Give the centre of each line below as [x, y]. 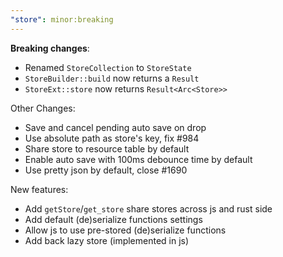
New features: [39, 189]
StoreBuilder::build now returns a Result [112, 78]
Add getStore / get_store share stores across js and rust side [148, 208]
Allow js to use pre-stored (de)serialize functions [125, 230]
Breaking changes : [50, 48]
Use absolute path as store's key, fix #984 [112, 138]
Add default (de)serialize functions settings [113, 219]
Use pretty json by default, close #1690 [106, 170]
